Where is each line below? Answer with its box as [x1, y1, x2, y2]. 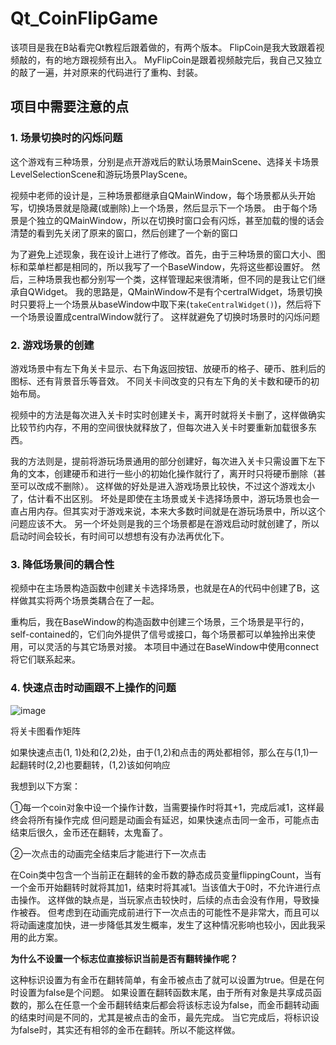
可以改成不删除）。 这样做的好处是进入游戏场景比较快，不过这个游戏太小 [18, 480, 315, 492]
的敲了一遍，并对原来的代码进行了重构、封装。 [10, 66, 203, 78]
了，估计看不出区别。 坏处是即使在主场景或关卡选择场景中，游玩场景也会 [10, 492, 311, 504]
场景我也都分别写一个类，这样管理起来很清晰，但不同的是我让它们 [44, 273, 317, 285]
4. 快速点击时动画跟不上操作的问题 [10, 681, 177, 695]
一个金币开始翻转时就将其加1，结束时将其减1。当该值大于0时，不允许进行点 [10, 881, 322, 893]
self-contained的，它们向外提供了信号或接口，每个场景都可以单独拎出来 [10, 628, 307, 641]
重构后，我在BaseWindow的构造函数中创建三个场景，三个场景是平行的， [10, 616, 310, 628]
